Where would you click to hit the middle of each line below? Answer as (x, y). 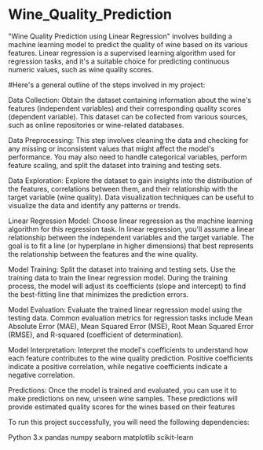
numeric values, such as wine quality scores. (81, 69)
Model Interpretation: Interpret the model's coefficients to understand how (128, 349)
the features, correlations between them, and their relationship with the (123, 188)
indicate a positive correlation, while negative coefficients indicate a (118, 366)
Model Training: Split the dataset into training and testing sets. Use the (122, 269)
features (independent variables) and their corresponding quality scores (125, 108)
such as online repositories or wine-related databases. (96, 125)
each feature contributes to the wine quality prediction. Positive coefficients (131, 358)
